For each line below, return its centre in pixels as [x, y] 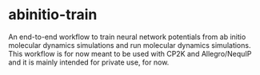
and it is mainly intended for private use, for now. [89, 62]
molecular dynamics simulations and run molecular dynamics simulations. [130, 45]
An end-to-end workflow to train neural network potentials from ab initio [127, 37]
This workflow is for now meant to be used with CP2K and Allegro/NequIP [130, 53]
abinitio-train [53, 15]
